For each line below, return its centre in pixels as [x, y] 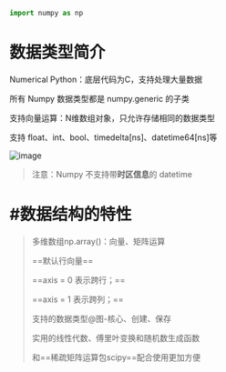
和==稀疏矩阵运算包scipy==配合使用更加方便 [116, 357]
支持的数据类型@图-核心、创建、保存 [101, 318]
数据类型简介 [58, 52]
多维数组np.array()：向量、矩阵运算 [98, 241]
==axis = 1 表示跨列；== [77, 299]
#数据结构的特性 [71, 215]
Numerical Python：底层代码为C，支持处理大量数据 [106, 79]
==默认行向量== [62, 260]
